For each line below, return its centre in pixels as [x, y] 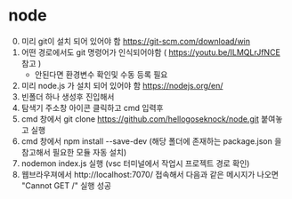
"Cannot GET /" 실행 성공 [66, 185]
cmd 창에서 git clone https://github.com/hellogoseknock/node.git [140, 119]
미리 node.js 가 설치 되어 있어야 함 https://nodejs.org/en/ [122, 85]
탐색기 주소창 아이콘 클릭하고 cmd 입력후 [92, 107]
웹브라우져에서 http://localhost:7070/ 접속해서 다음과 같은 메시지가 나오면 [150, 174]
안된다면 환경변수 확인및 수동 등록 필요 [101, 74]
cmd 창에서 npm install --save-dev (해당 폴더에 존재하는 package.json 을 [151, 141]
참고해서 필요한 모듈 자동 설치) [74, 152]
